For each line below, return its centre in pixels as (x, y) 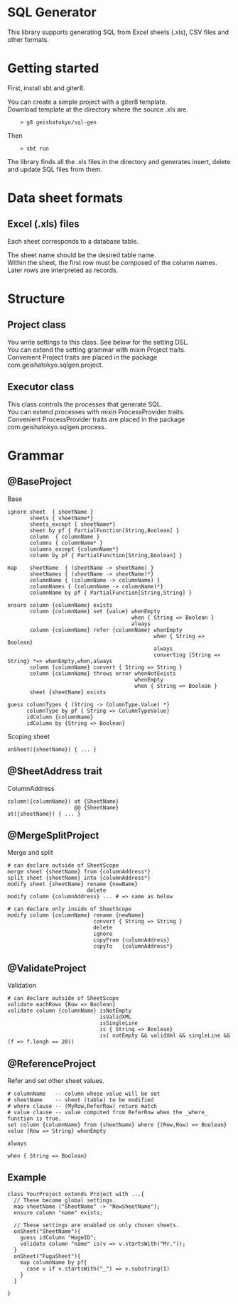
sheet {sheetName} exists (68, 692)
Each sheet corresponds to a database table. (73, 241)
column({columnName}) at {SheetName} (63, 801)
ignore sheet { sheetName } (50, 512)
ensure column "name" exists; (58, 1212)
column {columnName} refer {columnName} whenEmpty (106, 630)
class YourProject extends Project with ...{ (76, 1194)
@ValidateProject (47, 968)
